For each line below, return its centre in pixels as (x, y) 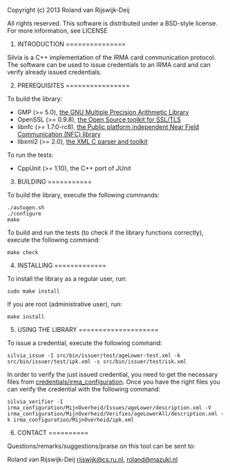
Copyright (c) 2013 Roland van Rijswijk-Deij (68, 10)
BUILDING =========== (54, 182)
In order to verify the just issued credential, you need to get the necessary (113, 374)
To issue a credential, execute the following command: (85, 343)
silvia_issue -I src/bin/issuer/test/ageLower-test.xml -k (94, 355)
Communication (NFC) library (59, 134)
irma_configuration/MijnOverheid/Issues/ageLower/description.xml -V (109, 408)
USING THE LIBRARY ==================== (88, 330)
